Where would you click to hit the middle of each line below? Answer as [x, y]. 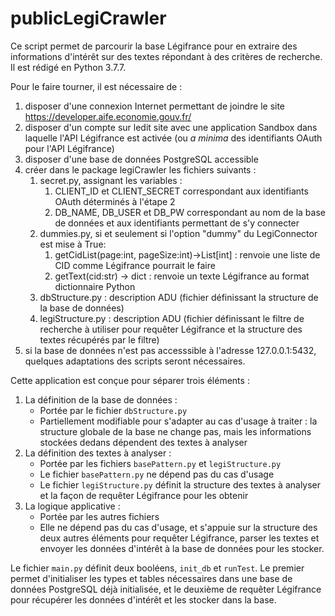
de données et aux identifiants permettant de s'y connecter [177, 223]
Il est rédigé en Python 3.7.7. [68, 67]
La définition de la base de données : [101, 399]
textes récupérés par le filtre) [99, 339]
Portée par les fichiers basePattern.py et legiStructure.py [160, 463]
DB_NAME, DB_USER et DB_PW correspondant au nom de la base [190, 212]
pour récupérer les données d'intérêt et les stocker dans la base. [143, 599]
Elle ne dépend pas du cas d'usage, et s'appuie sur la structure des [178, 527]
